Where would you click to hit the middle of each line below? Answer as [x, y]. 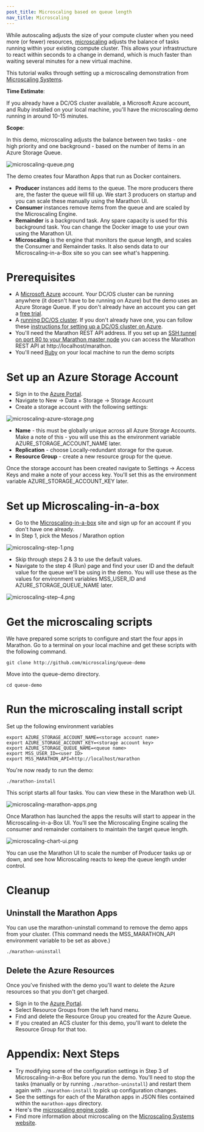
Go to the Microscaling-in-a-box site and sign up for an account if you [103, 523]
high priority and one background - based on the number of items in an [96, 146]
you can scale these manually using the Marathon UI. [82, 201]
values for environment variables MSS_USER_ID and [80, 579]
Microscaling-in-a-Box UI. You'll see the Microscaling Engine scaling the [97, 823]
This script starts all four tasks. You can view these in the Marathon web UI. [101, 793]
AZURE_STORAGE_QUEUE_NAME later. [64, 586]
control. [16, 866]
